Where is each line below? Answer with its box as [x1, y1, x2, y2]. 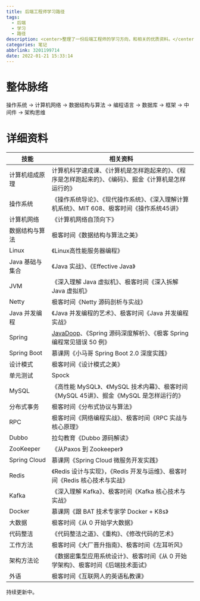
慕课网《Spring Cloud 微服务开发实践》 [51, 456, 162, 464]
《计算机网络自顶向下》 [51, 215, 118, 224]
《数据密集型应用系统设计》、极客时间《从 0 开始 [51, 552, 187, 560]
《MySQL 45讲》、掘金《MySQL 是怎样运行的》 [51, 391, 185, 399]
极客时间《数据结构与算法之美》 [51, 231, 142, 239]
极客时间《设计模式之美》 [51, 360, 124, 369]
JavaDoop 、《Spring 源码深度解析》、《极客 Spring [51, 329, 189, 337]
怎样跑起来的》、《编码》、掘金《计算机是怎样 [63, 175, 186, 183]
